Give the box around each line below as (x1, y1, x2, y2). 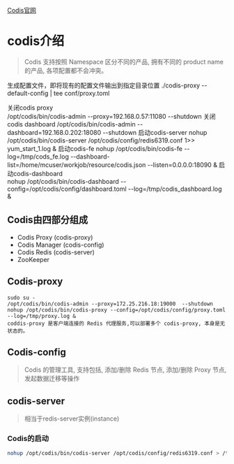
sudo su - (7, 294, 36, 301)
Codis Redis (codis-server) (17, 247, 95, 256)
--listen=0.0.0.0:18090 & (147, 160, 218, 169)
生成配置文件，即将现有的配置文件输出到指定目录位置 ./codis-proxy (7, 81, 201, 89)
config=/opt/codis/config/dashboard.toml (7, 184, 127, 193)
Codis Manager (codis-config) (17, 240, 104, 249)
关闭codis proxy (7, 103, 54, 112)
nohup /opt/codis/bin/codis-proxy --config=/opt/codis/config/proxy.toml (7, 306, 226, 313)
